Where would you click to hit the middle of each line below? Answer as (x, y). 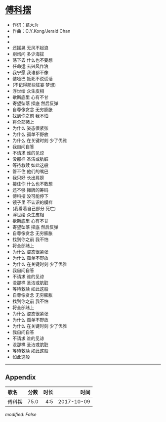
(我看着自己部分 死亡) (34, 208)
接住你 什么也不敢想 (32, 184)
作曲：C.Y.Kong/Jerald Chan (41, 31)
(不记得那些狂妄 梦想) (34, 85)
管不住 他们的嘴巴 (30, 171)
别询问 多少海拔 (28, 54)
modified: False (21, 414)
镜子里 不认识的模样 (32, 202)
